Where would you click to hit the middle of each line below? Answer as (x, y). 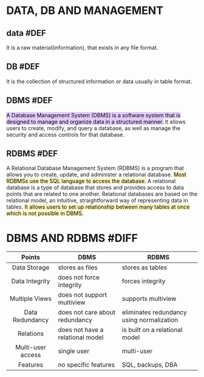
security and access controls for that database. (65, 134)
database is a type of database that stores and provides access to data (95, 188)
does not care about (87, 313)
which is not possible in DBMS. (45, 213)
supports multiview (149, 299)
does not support (83, 295)
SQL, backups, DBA (150, 365)
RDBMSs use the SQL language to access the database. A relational (91, 181)
